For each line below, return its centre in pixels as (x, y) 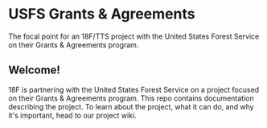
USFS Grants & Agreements (102, 14)
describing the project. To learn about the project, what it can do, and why (131, 106)
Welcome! (34, 70)
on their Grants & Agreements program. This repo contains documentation (131, 98)
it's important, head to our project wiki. (72, 115)
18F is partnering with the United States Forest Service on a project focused (134, 89)
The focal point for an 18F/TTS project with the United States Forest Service (134, 36)
